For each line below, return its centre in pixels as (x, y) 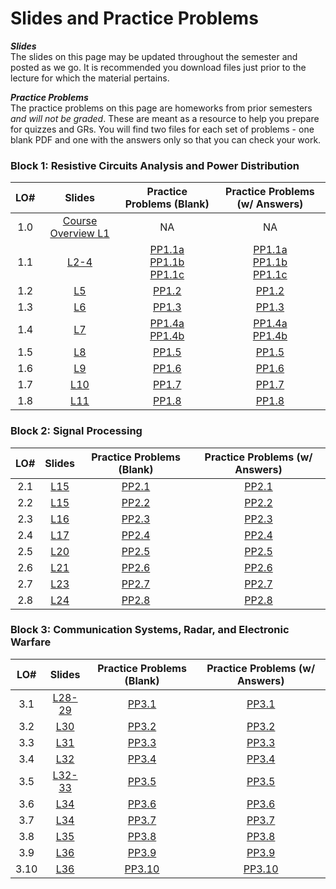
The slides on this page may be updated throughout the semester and (154, 56)
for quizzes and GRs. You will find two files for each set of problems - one (162, 129)
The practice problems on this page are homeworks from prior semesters (161, 108)
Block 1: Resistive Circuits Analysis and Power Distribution (155, 165)
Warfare (31, 642)
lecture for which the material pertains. (90, 78)
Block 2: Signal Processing (76, 431)
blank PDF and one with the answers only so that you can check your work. (166, 139)
